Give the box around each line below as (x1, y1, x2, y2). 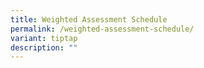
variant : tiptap (10, 33, 78, 43)
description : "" (10, 42, 78, 53)
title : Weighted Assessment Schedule (10, 14, 168, 25)
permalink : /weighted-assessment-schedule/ (10, 24, 195, 34)
